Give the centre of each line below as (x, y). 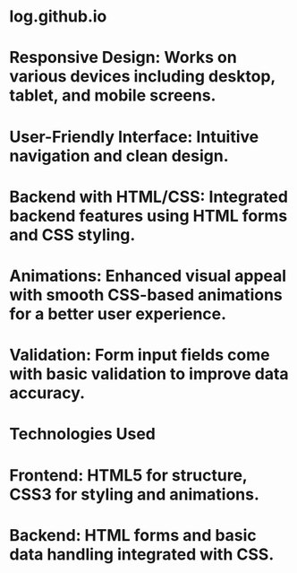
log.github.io (58, 17)
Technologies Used (83, 434)
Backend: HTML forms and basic (133, 535)
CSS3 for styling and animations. (134, 494)
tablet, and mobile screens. (113, 95)
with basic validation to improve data (149, 374)
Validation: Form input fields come (140, 355)
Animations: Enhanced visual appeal (148, 276)
